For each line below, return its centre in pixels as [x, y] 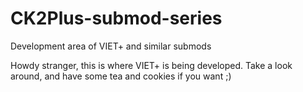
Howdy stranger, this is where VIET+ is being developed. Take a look [151, 65]
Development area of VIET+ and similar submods [111, 46]
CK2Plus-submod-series [116, 18]
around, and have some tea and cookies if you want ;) [121, 76]
